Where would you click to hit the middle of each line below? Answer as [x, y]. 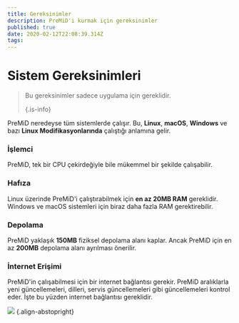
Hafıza [19, 183]
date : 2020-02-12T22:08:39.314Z [55, 34]
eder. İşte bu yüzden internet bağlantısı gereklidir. [80, 297]
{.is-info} [38, 109]
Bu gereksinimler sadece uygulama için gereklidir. [98, 96]
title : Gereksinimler [40, 14]
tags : [15, 41]
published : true [31, 27]
